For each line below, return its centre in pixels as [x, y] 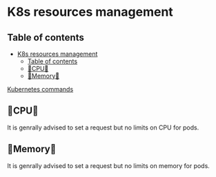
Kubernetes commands [40, 89]
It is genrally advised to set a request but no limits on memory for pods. [109, 165]
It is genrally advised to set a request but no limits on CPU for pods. [103, 127]
